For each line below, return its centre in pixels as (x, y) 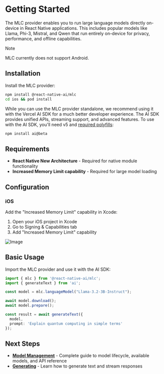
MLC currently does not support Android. (47, 58)
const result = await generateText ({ (44, 314)
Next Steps (23, 343)
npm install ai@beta (27, 133)
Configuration (27, 187)
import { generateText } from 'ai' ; (43, 283)
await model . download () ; (31, 301)
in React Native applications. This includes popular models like (83, 28)
